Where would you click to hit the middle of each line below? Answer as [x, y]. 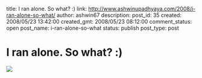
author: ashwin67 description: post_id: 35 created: [119, 15]
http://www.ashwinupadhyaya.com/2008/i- [142, 9]
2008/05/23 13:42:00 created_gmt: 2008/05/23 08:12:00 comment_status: [99, 21]
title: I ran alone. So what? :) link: [47, 9]
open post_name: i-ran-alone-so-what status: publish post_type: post [93, 28]
